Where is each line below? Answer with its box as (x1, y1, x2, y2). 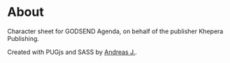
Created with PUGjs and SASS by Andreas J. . (7, 48, 138, 56)
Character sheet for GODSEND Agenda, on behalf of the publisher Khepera (7, 27, 224, 35)
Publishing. (7, 34, 40, 42)
